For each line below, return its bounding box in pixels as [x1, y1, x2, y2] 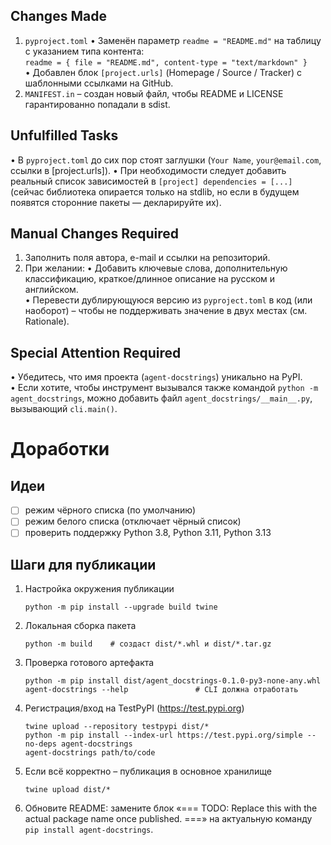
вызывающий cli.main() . [10, 403, 118, 415]
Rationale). [24, 315, 70, 328]
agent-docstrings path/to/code [24, 748, 156, 758]
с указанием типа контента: [24, 45, 145, 57]
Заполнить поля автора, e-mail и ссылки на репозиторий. [24, 252, 271, 264]
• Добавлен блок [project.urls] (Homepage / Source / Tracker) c [24, 66, 302, 78]
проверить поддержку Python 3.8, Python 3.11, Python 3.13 [24, 527, 272, 539]
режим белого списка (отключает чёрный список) [24, 515, 242, 528]
